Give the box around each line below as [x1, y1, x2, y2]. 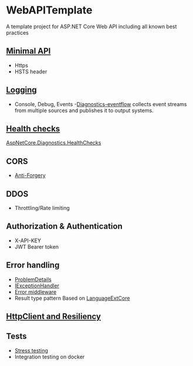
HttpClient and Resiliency [6, 311, 101, 321]
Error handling [6, 260, 60, 270]
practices [6, 29, 29, 36]
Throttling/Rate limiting [14, 205, 70, 211]
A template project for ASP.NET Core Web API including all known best [6, 23, 177, 30]
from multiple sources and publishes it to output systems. [14, 107, 154, 114]
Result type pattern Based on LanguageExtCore [14, 294, 130, 301]
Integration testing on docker [14, 353, 85, 360]
